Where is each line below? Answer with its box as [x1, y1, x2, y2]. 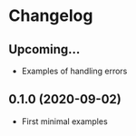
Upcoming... [8, 42, 81, 57]
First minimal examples [21, 115, 108, 127]
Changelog [8, 5, 93, 26]
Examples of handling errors [21, 65, 128, 76]
